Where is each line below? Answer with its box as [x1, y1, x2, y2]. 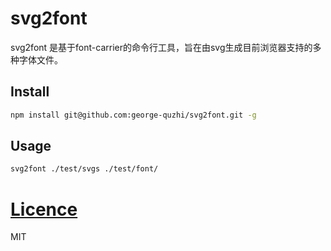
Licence [10, 198, 78, 221]
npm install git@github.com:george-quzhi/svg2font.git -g [10, 110, 257, 120]
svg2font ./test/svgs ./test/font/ [10, 164, 159, 174]
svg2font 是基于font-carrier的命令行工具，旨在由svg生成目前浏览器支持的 [10, 41, 313, 53]
